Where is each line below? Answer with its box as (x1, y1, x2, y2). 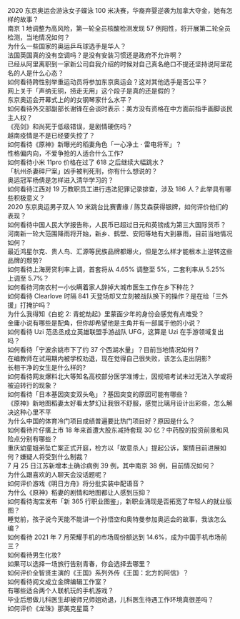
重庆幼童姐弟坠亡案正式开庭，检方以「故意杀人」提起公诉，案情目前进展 (7, 443, 220, 452)
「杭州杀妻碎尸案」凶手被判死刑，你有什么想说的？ (7, 167, 158, 175)
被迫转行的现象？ (7, 381, 58, 389)
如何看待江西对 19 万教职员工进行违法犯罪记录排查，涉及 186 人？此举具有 (7, 185, 226, 193)
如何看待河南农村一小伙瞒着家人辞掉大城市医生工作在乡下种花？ (7, 283, 195, 291)
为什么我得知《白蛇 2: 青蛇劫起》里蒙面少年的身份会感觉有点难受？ (7, 310, 205, 318)
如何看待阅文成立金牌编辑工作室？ (7, 578, 108, 585)
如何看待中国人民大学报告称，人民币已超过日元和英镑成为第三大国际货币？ (7, 221, 226, 228)
